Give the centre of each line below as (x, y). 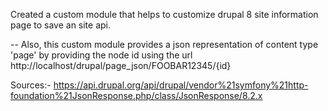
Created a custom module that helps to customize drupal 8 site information (164, 14)
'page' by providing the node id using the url (101, 55)
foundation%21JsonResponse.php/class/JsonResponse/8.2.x (136, 95)
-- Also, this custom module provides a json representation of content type (164, 44)
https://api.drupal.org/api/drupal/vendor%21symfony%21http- (181, 85)
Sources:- (31, 85)
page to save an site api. (61, 25)
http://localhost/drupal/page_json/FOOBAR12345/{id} (121, 65)
